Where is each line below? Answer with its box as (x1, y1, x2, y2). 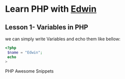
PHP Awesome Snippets (5, 68, 54, 74)
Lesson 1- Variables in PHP (5, 23, 88, 31)
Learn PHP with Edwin (5, 3, 97, 15)
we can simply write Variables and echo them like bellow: (5, 36, 121, 42)
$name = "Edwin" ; (7, 50, 43, 55)
